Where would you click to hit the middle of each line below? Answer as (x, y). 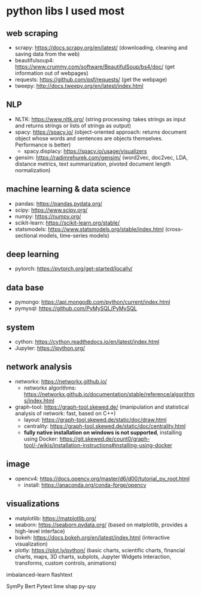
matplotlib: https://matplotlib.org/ (56, 518)
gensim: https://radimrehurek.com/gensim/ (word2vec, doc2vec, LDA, (101, 157)
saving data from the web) (47, 54)
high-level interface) (40, 531)
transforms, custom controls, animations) (66, 563)
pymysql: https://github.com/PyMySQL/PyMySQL (76, 309)
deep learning (33, 254)
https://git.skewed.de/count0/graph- (105, 439)
